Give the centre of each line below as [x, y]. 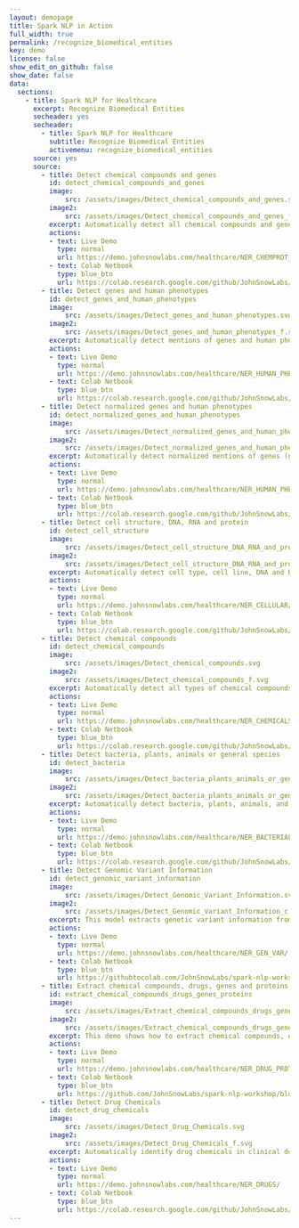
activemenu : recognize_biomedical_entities [131, 150]
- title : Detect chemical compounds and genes [129, 175]
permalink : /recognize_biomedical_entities [91, 42]
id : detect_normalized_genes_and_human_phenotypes [145, 415]
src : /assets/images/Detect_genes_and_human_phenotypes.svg [179, 316]
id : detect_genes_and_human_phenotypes [123, 299]
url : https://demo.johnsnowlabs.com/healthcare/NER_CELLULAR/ [174, 606]
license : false [37, 59]
